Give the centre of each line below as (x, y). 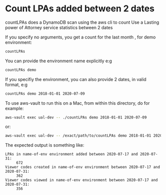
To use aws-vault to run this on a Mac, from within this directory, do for (77, 103)
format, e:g (17, 84)
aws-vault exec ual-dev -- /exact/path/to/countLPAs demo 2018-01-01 (78, 136)
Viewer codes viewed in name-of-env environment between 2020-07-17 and (82, 180)
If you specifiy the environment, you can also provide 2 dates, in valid (76, 79)
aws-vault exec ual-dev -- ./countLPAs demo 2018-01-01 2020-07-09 (76, 117)
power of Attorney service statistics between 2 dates (59, 27)
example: (14, 108)
